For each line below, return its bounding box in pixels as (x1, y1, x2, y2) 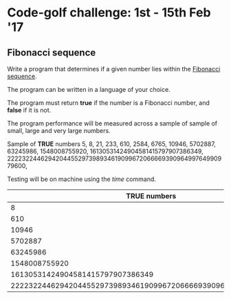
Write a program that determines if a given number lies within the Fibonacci (7, 65, 221, 73)
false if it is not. (7, 106, 52, 114)
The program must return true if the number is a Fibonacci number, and (7, 99, 210, 107)
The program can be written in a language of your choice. (7, 86, 170, 93)
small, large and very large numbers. (7, 127, 111, 134)
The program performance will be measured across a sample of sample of (7, 119, 218, 128)
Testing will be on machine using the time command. (7, 175, 157, 183)
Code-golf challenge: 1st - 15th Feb (7, 5, 211, 21)
